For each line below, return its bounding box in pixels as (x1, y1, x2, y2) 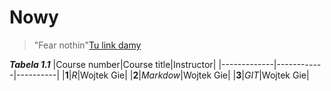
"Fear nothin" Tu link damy (33, 39, 142, 51)
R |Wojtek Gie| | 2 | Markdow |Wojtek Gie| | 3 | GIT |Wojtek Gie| (71, 69, 310, 81)
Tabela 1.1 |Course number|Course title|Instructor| (9, 58, 217, 70)
